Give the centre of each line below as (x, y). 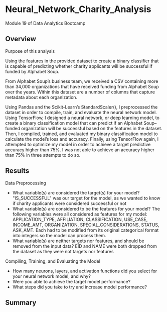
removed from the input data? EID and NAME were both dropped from (85, 246)
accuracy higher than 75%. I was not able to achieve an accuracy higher (80, 150)
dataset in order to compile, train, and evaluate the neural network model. (81, 112)
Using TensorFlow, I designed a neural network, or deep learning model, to (82, 118)
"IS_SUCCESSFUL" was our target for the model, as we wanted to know (86, 198)
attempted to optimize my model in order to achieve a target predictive (78, 144)
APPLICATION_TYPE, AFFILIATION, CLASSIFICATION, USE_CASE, (80, 219)
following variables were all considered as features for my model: (80, 214)
